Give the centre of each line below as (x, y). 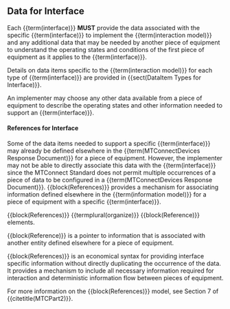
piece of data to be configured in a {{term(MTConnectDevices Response (110, 180)
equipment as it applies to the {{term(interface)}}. (77, 57)
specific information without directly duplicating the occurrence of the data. (114, 264)
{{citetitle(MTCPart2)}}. (40, 299)
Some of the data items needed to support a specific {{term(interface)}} (109, 144)
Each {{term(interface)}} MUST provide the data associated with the (104, 27)
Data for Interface (46, 11)
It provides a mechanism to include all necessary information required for (111, 271)
